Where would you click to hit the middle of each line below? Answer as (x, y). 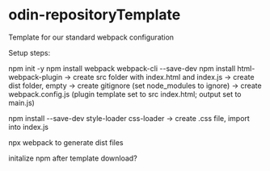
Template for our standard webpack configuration (91, 37)
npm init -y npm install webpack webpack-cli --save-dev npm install (122, 68)
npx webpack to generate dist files (66, 142)
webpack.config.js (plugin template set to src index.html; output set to (125, 94)
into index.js (28, 127)
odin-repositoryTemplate (95, 15)
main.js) (21, 102)
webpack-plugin (36, 77)
